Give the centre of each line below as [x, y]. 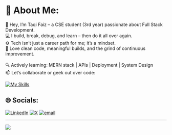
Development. [20, 30]
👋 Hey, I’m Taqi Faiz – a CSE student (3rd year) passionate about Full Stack [84, 24]
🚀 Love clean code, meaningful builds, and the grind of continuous [76, 48]
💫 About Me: [32, 10]
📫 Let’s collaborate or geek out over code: [50, 72]
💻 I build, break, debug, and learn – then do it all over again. [69, 36]
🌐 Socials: [22, 101]
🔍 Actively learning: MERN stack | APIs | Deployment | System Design [79, 65]
